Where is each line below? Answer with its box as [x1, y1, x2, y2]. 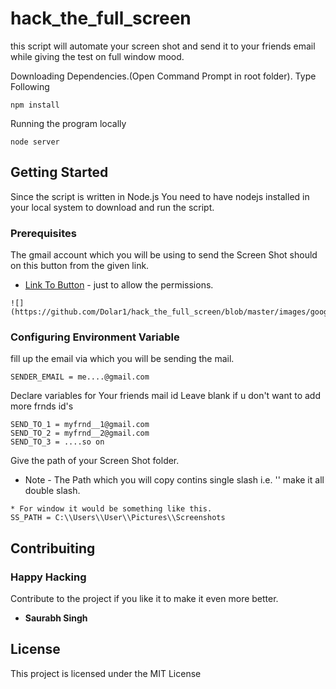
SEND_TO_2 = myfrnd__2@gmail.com [10, 428, 150, 439]
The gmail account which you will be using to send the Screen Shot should [10, 249, 318, 261]
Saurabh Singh [24, 612, 88, 624]
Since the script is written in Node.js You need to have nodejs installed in [10, 190, 310, 202]
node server [10, 137, 60, 147]
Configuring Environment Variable [10, 330, 180, 344]
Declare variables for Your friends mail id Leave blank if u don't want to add [10, 390, 322, 402]
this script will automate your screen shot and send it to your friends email [10, 40, 316, 52]
